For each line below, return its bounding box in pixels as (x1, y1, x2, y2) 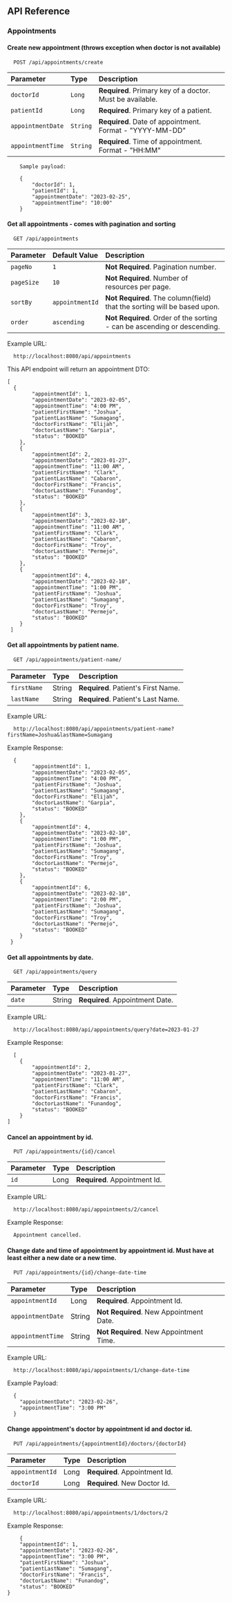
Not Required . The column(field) (105, 293, 212, 303)
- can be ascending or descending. (105, 322, 220, 331)
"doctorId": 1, (32, 181, 76, 188)
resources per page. (105, 281, 171, 291)
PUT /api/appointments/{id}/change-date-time (13, 1269, 147, 1276)
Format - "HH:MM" (98, 145, 161, 155)
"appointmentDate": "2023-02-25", (32, 193, 131, 200)
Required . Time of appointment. (98, 136, 202, 146)
